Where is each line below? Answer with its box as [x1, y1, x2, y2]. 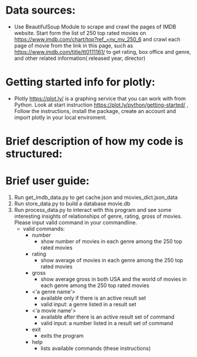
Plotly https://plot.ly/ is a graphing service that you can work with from [14, 95, 186, 102]
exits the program [40, 332, 84, 339]
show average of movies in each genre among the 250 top [40, 257, 183, 263]
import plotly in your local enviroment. [14, 114, 107, 121]
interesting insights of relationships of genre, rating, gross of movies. [14, 213, 183, 220]
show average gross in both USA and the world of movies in [40, 276, 187, 282]
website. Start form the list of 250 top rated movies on [14, 29, 146, 36]
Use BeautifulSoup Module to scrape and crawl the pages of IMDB [14, 23, 176, 30]
